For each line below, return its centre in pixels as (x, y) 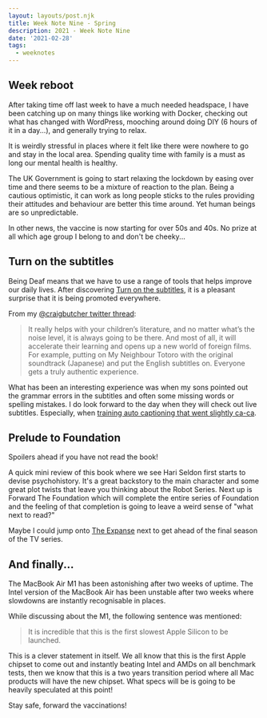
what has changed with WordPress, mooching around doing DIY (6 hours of (133, 122)
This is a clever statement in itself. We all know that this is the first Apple (127, 656)
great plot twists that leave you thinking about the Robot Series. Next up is (130, 490)
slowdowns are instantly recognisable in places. (87, 601)
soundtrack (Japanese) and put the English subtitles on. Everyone (136, 363)
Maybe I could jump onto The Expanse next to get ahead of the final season (133, 530)
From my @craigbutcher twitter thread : (72, 313)
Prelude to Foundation (65, 438)
